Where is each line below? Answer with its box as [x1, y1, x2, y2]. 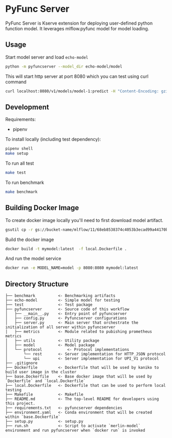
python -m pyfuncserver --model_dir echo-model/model [5, 64, 123, 69]
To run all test [5, 160, 34, 167]
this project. [5, 401, 36, 406]
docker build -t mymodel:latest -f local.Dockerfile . [5, 246, 127, 251]
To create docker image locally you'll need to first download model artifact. [5, 217, 164, 223]
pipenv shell [5, 146, 33, 151]
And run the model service [5, 255, 61, 262]
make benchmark [5, 189, 38, 194]
